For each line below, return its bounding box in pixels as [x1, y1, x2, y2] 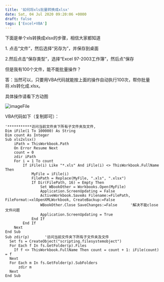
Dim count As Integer [5, 133, 50, 138]
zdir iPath [14, 155, 36, 159]
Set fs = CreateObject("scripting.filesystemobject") [9, 239, 122, 244]
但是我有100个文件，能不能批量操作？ [5, 66, 82, 72]
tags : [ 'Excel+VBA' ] [5, 21, 48, 26]
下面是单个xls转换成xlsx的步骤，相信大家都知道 [5, 35, 101, 41]
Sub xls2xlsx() [5, 137, 36, 142]
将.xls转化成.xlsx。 [5, 83, 43, 89]
